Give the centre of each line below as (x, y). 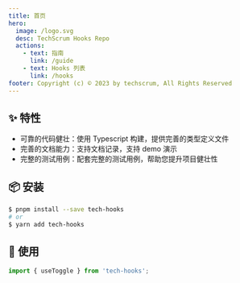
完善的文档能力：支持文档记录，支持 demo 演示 (99, 149)
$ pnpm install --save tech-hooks (66, 210)
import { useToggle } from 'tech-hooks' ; (79, 271)
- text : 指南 (43, 53)
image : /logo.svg (45, 31)
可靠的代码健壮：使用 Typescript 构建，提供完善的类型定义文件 (124, 139)
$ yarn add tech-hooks (46, 224)
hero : (17, 23)
